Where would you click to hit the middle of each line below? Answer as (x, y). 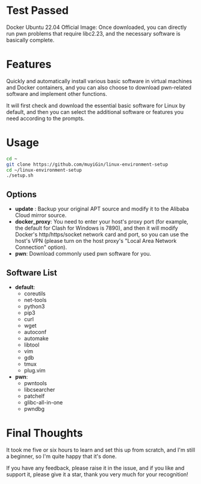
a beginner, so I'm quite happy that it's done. (62, 456)
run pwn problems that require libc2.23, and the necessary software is (93, 33)
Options (22, 194)
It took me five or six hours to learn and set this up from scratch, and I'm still (101, 450)
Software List (32, 273)
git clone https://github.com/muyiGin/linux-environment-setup (87, 164)
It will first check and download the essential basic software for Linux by (96, 105)
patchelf (34, 396)
